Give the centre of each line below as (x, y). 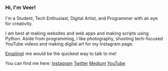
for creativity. (19, 23)
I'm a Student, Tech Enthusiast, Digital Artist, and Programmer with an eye (81, 18)
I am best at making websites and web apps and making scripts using (77, 33)
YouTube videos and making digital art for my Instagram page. (69, 44)
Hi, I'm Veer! (21, 7)
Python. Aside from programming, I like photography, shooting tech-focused (84, 38)
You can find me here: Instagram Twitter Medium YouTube (65, 63)
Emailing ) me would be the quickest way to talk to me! (61, 53)
